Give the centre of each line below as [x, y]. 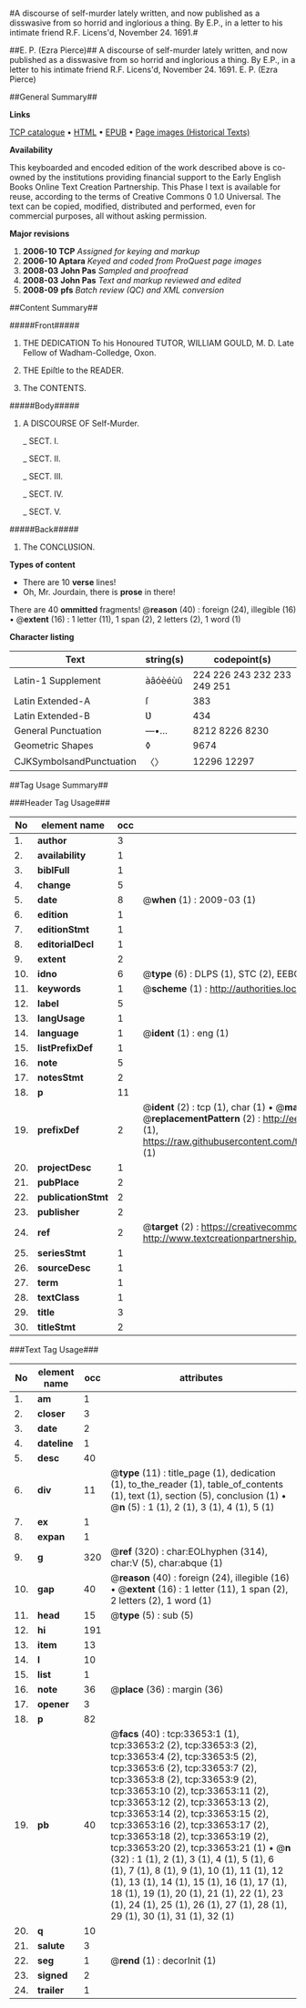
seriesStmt [62, 1253]
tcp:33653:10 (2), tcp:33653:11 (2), [190, 1791]
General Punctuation [58, 731]
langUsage [61, 1018]
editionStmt [63, 929]
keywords [60, 989]
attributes [201, 1378]
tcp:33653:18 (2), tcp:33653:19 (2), [190, 1836]
